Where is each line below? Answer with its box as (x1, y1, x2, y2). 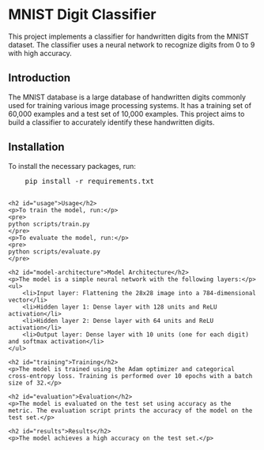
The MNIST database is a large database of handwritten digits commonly (8, 92, 247, 102)
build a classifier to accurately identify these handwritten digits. (8, 117, 215, 127)
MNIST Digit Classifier (8, 6, 157, 24)
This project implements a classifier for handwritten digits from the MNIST (8, 32, 249, 41)
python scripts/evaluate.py (8, 247, 101, 256)
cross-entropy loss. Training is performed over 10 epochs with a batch (8, 372, 253, 380)
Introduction (8, 71, 71, 84)
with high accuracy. (8, 48, 73, 58)
